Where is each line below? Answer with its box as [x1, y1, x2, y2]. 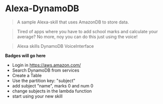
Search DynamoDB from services [12, 67, 80, 73]
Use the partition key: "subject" [12, 78, 76, 83]
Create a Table [12, 72, 42, 78]
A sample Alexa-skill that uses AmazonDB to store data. [17, 19, 129, 25]
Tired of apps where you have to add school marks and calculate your [17, 28, 158, 34]
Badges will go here [5, 52, 46, 59]
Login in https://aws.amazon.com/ [12, 62, 81, 68]
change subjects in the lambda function [12, 88, 92, 94]
